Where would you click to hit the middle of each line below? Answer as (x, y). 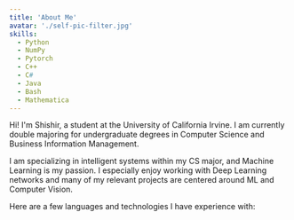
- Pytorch (35, 59)
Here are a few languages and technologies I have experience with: (132, 207)
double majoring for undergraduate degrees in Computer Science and (137, 135)
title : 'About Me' (43, 17)
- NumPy (32, 51)
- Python (33, 42)
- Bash (29, 91)
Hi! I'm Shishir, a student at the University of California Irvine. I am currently (147, 125)
